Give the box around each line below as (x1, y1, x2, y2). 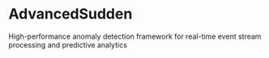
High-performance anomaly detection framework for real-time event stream (8, 31, 262, 41)
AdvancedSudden (8, 5, 133, 23)
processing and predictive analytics (8, 39, 128, 49)
